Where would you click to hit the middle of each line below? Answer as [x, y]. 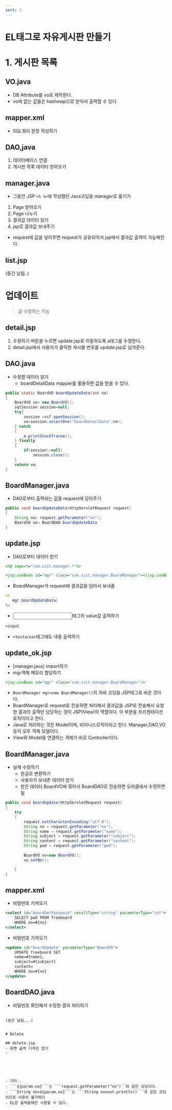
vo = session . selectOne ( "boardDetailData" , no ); [73, 422]
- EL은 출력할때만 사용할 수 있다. [37, 1103]
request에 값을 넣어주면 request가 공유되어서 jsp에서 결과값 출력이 [80, 238]
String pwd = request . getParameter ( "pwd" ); [71, 846]
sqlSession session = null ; [42, 407]
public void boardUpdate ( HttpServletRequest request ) [64, 803]
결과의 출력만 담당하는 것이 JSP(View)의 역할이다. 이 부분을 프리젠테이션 [91, 712]
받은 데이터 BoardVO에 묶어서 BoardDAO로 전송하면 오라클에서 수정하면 [93, 786]
